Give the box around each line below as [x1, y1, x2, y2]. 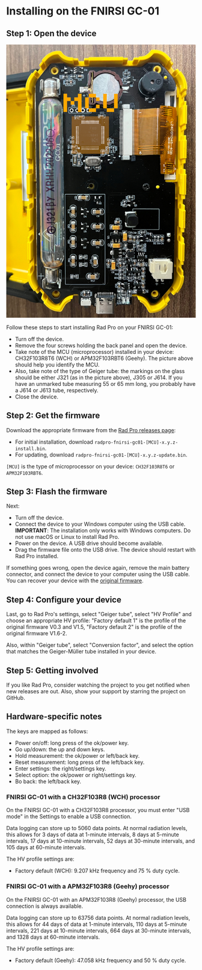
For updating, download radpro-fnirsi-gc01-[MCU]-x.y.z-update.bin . [14, 451, 188, 458]
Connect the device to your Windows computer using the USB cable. [14, 520, 186, 528]
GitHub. [6, 694, 25, 702]
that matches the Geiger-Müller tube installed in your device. [6, 648, 157, 655]
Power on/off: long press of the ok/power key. [14, 739, 129, 746]
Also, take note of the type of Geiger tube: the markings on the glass [14, 367, 185, 374]
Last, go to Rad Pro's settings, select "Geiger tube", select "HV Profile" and [6, 611, 192, 618]
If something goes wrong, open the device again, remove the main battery [6, 564, 190, 572]
